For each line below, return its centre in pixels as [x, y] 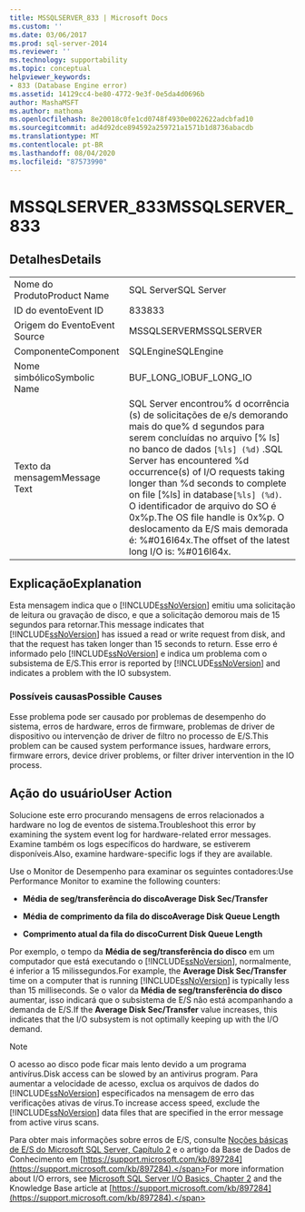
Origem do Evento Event [64, 325]
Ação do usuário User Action [91, 793]
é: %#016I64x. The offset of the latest [209, 540]
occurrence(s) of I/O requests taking [207, 471]
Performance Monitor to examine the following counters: [115, 881]
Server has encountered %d [189, 460]
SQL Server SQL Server [177, 289]
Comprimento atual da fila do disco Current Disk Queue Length [143, 934]
